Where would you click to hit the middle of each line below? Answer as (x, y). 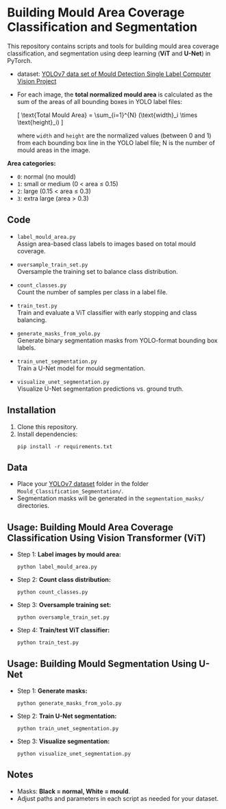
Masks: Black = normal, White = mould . (74, 791)
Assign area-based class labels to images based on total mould (106, 244)
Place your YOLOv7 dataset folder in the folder (83, 484)
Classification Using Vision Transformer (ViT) (106, 538)
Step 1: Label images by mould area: (69, 554)
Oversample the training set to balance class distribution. (97, 271)
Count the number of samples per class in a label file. (92, 292)
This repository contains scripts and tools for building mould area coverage (113, 46)
